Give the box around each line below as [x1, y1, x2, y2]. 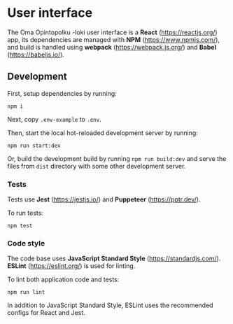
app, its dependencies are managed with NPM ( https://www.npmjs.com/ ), [7, 35, 220, 43]
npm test [7, 223, 33, 230]
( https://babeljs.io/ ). [7, 50, 65, 59]
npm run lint [7, 289, 45, 296]
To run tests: [7, 209, 43, 218]
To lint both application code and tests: [7, 275, 120, 284]
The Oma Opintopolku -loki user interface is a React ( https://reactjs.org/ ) [7, 28, 218, 36]
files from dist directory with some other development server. [7, 162, 186, 170]
